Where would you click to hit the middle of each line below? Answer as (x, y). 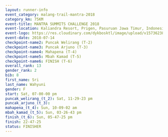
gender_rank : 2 (21, 71)
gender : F (15, 89)
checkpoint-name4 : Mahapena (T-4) (41, 52)
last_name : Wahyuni (25, 84)
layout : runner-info (27, 10)
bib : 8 (12, 75)
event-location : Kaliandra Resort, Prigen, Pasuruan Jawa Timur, (74, 29)
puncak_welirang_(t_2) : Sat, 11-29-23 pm (49, 98)
